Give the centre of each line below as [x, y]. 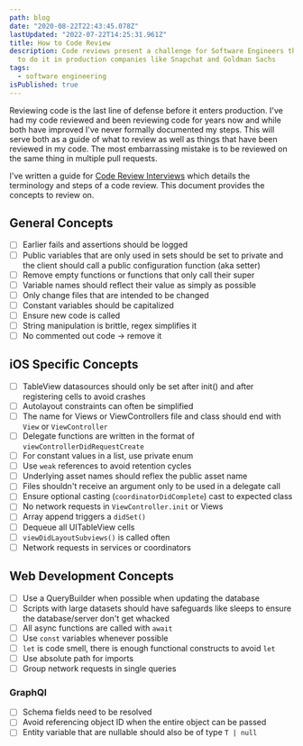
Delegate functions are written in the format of [109, 436]
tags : [19, 68]
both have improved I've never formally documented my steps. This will [142, 129]
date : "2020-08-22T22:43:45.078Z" [74, 26]
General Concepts [61, 223]
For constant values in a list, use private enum [108, 456]
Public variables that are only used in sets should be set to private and [153, 255]
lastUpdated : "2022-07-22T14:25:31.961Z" [88, 34]
